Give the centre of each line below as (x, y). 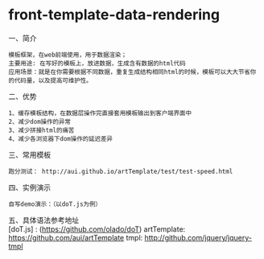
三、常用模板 (29, 154)
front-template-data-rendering (114, 15)
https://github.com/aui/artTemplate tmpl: (76, 237)
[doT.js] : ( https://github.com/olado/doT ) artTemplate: (97, 229)
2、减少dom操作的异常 (39, 121)
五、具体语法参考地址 (43, 220)
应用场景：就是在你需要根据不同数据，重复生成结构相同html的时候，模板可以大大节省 (130, 72)
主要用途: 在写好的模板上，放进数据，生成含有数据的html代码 (97, 63)
